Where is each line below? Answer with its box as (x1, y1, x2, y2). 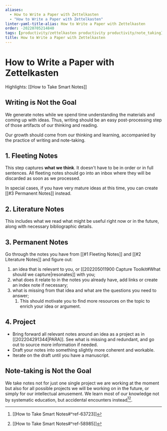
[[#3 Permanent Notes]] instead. (5, 190, 72, 196)
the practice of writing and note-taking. (5, 137, 86, 143)
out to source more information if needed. (12, 342, 98, 348)
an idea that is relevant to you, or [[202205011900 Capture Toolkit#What (12, 266, 161, 272)
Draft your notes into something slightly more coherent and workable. (12, 347, 155, 353)
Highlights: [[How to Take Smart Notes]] (5, 83, 87, 90)
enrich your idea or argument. (19, 303, 81, 310)
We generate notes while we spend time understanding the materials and (5, 111, 155, 117)
